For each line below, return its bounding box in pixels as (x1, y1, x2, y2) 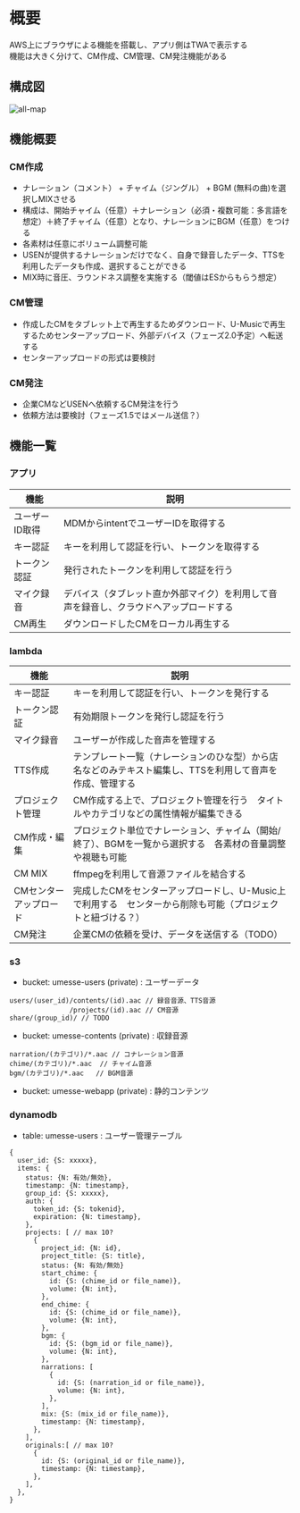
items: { (17, 1164, 50, 1173)
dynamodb (9, 1109, 58, 1122)
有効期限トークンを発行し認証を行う (72, 710, 226, 723)
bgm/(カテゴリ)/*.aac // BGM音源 (9, 1069, 134, 1078)
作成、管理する (72, 778, 137, 790)
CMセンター (13, 885, 65, 897)
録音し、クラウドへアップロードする (81, 601, 234, 613)
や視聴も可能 (72, 851, 128, 863)
